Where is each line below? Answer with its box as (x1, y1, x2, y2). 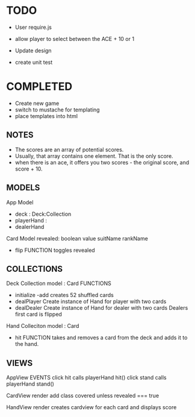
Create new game (14, 99, 60, 107)
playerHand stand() (6, 380, 54, 387)
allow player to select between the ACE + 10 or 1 (14, 35, 134, 42)
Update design (14, 46, 52, 54)
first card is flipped (14, 311, 62, 318)
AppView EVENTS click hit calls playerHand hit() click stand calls (6, 374, 167, 381)
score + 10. (14, 165, 43, 172)
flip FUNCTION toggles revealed (14, 246, 95, 254)
